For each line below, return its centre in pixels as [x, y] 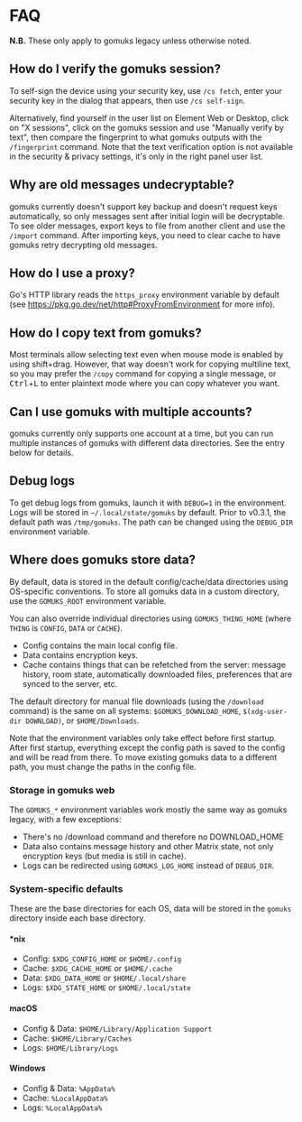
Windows [27, 1068]
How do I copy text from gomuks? [105, 333]
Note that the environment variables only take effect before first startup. [143, 737]
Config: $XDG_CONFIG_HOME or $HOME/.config [102, 959]
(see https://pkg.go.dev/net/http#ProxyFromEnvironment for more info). [142, 304]
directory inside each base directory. [78, 918]
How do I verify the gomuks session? [115, 69]
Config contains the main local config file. [100, 645]
